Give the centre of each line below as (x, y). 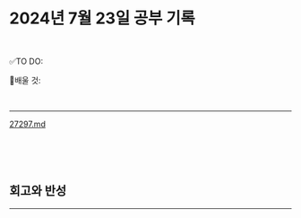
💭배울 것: (25, 80)
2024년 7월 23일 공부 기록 (102, 18)
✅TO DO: (26, 61)
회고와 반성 (38, 191)
